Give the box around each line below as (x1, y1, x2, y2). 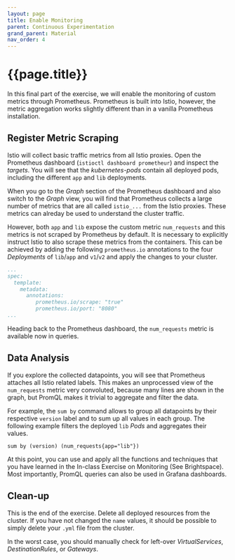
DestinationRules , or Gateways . (7, 545, 98, 553)
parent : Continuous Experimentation (7, 23, 114, 30)
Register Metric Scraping (7, 132, 119, 144)
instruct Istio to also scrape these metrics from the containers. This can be (7, 238, 223, 246)
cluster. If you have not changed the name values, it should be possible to (7, 516, 217, 524)
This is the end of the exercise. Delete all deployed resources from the (7, 509, 210, 517)
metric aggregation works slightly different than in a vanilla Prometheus (7, 104, 214, 113)
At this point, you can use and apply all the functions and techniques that (7, 455, 218, 463)
